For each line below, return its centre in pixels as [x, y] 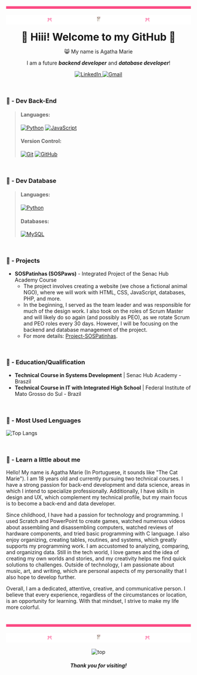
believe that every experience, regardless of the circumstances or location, [97, 595]
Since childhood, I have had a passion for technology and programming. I [95, 515]
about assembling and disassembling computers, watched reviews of [90, 527]
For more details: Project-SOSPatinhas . [71, 336]
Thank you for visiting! [98, 665]
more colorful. [23, 608]
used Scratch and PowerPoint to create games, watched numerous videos [96, 521]
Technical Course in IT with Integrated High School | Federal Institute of [103, 388]
